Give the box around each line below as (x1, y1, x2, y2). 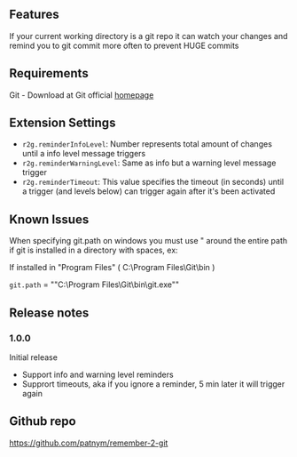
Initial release (9, 351, 58, 363)
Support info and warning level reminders (21, 369, 175, 380)
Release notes (9, 305, 90, 320)
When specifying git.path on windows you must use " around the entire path (9, 236, 288, 246)
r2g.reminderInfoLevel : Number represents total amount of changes (21, 139, 273, 149)
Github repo (9, 413, 77, 429)
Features (9, 7, 59, 22)
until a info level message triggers (21, 148, 146, 159)
